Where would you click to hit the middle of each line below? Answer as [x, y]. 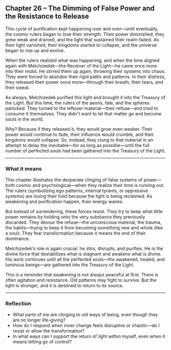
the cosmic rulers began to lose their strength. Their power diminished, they [85, 34]
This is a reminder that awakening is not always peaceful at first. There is [82, 275]
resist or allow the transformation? [49, 331]
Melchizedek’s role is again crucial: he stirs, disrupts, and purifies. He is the [84, 249]
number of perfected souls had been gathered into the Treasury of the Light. [85, 151]
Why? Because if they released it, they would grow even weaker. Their [79, 129]
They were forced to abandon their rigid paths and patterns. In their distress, [85, 77]
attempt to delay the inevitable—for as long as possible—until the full [77, 145]
